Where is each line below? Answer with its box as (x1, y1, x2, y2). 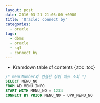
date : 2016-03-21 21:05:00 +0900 (5, 12, 77, 17)
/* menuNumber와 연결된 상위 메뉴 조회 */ (5, 74, 87, 79)
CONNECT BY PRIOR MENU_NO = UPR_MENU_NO (5, 93, 93, 98)
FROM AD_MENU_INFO (5, 84, 45, 89)
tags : (5, 31, 17, 36)
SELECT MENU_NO (5, 79, 38, 84)
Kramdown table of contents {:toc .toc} (12, 64, 95, 70)
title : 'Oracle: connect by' (5, 17, 68, 22)
